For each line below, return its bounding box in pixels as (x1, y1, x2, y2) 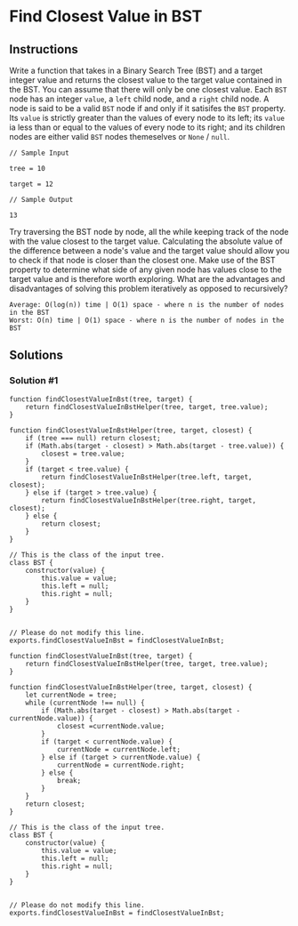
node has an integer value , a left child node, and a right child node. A (9, 93, 270, 104)
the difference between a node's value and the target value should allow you (9, 246, 290, 255)
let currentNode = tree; (25, 690, 117, 699)
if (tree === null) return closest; (25, 433, 162, 442)
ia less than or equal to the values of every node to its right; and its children (9, 122, 286, 133)
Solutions (9, 348, 64, 363)
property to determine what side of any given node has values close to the (9, 264, 282, 275)
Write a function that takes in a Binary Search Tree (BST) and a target (9, 65, 263, 76)
